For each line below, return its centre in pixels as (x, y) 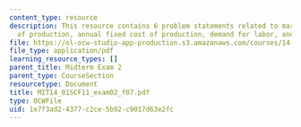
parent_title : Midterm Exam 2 (66, 68)
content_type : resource (54, 17)
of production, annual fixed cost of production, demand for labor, (148, 34)
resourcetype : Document (54, 84)
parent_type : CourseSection (62, 76)
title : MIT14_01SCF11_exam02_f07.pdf (80, 92)
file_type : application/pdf (62, 51)
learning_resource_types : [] (64, 59)
